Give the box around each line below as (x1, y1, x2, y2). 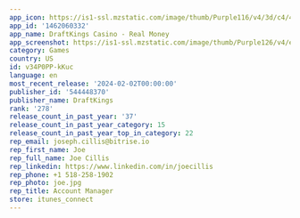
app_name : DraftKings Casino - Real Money (9, 29, 170, 38)
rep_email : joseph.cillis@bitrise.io (9, 137, 150, 146)
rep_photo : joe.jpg (9, 179, 82, 188)
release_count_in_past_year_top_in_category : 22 (9, 129, 194, 138)
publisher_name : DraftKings (9, 95, 114, 105)
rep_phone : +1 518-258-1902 (9, 170, 114, 179)
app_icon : (9, 12, 46, 22)
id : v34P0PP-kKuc (9, 63, 74, 72)
